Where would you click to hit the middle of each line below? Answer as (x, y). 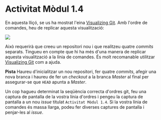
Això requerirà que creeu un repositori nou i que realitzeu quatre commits (79, 46)
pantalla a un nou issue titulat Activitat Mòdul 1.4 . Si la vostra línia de (76, 102)
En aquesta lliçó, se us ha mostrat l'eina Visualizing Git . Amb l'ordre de (76, 23)
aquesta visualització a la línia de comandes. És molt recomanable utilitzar (80, 57)
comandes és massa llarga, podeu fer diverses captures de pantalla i (75, 107)
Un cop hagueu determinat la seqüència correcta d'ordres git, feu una (76, 91)
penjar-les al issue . (24, 112)
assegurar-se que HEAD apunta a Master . (46, 82)
